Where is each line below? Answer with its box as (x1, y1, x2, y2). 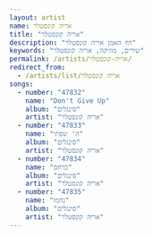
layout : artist (9, 13, 66, 22)
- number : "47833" (17, 122, 87, 130)
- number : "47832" (17, 88, 87, 97)
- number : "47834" (17, 154, 87, 164)
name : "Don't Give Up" (25, 96, 110, 105)
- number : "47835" (17, 188, 87, 197)
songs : (9, 80, 34, 88)
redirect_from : (9, 63, 66, 72)
